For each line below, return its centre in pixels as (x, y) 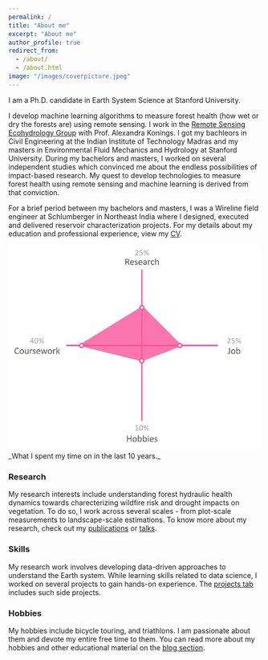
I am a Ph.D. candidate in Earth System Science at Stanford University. (124, 100)
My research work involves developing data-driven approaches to (117, 567)
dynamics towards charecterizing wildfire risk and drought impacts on (124, 503)
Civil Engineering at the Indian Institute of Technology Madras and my (124, 141)
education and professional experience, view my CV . (95, 234)
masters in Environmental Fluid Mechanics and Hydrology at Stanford (123, 149)
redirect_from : (34, 51)
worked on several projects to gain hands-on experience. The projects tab (131, 584)
